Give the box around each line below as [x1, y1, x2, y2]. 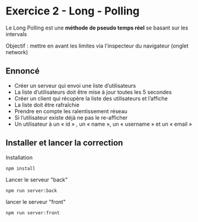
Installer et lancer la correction [5, 138, 123, 148]
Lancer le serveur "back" [5, 176, 68, 183]
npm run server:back [5, 188, 58, 194]
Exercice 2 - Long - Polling [5, 4, 140, 18]
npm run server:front [5, 209, 60, 216]
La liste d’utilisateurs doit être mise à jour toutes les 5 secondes [14, 88, 172, 96]
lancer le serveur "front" [5, 198, 66, 205]
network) [5, 48, 28, 55]
